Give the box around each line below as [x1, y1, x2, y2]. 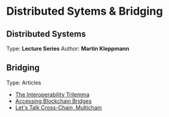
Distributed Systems [6, 29, 87, 39]
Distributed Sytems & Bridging [6, 4, 164, 18]
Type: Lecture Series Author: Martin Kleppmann [6, 45, 130, 52]
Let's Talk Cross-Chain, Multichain [15, 104, 102, 111]
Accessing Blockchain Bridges [15, 97, 92, 105]
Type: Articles [6, 78, 41, 86]
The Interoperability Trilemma [15, 91, 90, 98]
